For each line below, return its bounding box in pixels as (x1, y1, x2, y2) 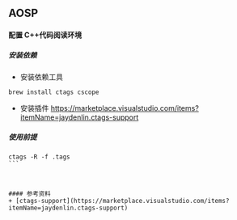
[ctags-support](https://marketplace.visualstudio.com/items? (15, 197, 230, 205)
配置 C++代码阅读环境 (8, 30, 83, 40)
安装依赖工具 (19, 72, 63, 82)
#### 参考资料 (8, 189, 51, 197)
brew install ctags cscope (8, 88, 99, 96)
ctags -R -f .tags (8, 153, 70, 161)
